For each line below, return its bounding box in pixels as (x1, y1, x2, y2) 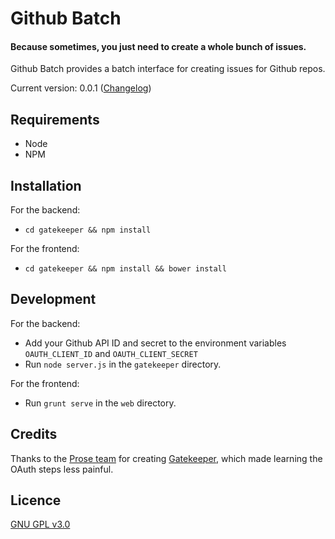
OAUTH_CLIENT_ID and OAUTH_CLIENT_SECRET (24, 347, 198, 359)
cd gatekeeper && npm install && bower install (24, 264, 227, 274)
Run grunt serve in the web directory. (24, 397, 177, 409)
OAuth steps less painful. (10, 463, 114, 475)
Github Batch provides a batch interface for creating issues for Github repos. (10, 63, 326, 75)
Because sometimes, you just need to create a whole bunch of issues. (10, 40, 307, 52)
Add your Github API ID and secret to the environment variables (24, 337, 287, 349)
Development (10, 291, 97, 308)
